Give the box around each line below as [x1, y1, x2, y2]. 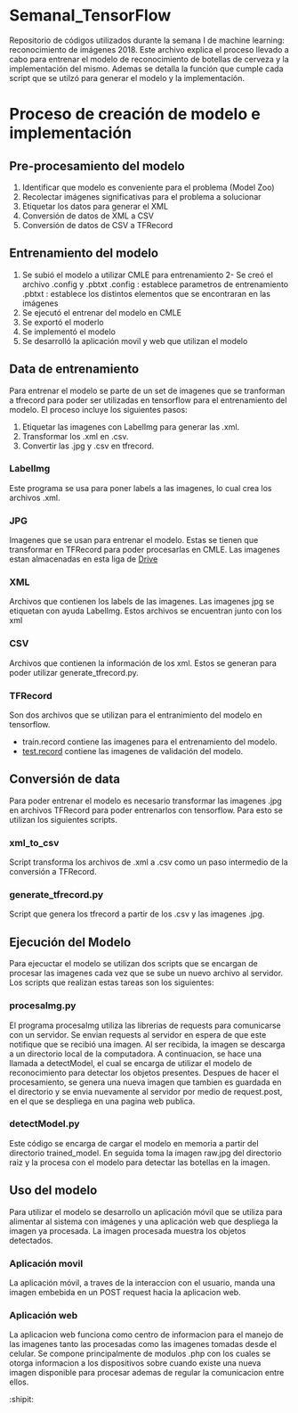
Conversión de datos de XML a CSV [21, 210, 154, 221]
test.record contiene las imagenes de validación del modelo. [21, 746, 244, 757]
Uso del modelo [9, 1183, 98, 1198]
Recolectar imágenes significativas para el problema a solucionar [21, 191, 262, 201]
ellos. [9, 1376, 29, 1387]
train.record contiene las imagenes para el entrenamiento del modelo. [21, 736, 278, 747]
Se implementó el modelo [21, 326, 116, 337]
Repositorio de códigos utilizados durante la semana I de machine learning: [9, 35, 285, 45]
